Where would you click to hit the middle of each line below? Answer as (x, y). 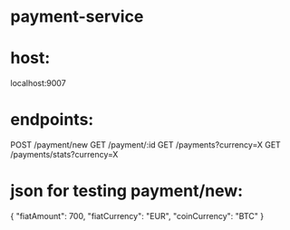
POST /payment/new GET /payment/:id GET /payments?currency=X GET (146, 145)
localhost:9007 (38, 83)
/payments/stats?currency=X (64, 155)
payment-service (77, 17)
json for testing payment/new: (127, 191)
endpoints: (52, 120)
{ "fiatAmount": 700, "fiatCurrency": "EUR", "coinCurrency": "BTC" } (137, 216)
